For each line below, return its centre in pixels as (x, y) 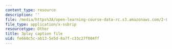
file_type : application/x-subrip (41, 24)
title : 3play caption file (34, 34)
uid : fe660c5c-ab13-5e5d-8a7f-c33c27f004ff (52, 39)
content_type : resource (31, 10)
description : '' (23, 15)
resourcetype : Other (27, 29)
